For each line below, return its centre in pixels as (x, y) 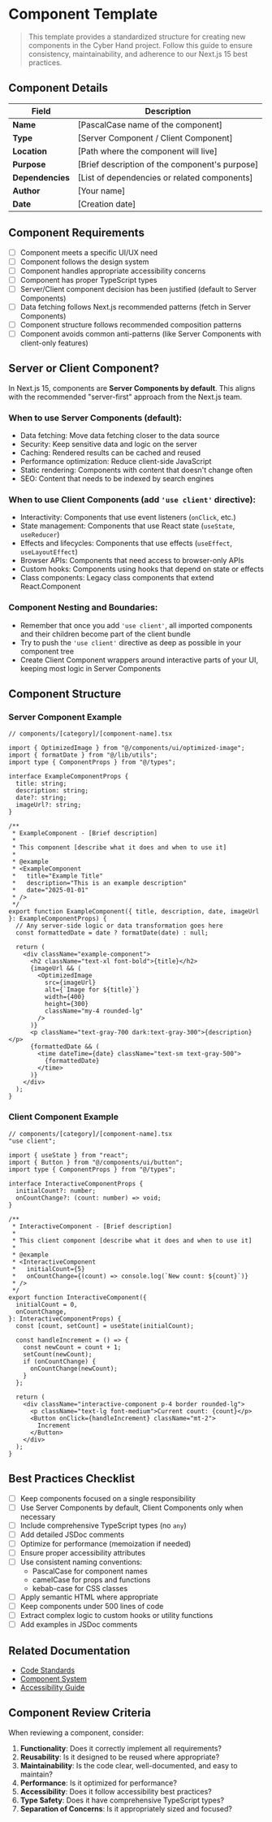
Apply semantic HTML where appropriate (89, 1597)
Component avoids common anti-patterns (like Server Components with (140, 334)
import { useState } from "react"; (69, 1155)
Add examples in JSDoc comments (79, 1625)
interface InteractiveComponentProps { (76, 1183)
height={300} (67, 1004)
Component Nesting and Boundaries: (83, 608)
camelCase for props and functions (91, 1580)
